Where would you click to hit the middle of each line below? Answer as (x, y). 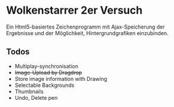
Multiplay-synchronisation (46, 66)
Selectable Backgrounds (44, 85)
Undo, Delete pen (36, 97)
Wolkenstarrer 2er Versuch (75, 10)
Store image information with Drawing (61, 78)
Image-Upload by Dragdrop (48, 73)
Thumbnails (29, 91)
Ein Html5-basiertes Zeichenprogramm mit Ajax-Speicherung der (86, 27)
